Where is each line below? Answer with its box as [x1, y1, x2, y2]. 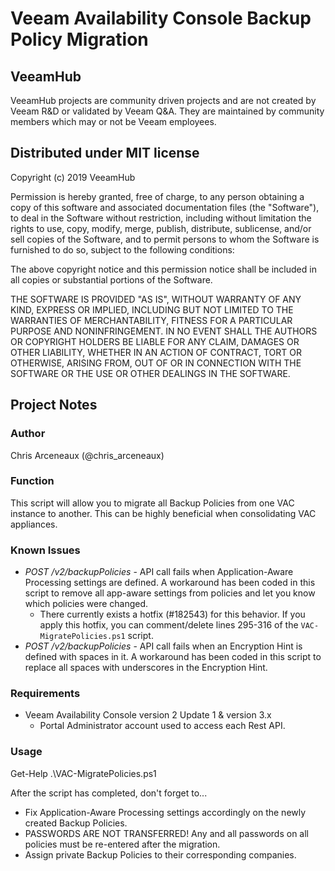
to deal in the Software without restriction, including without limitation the [10, 212, 312, 224]
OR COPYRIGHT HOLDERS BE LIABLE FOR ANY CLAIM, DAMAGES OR [10, 335, 300, 347]
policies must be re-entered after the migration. [24, 838, 221, 850]
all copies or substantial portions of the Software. [10, 273, 213, 286]
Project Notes [10, 397, 98, 414]
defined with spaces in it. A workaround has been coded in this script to [24, 651, 322, 663]
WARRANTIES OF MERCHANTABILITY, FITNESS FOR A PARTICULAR [10, 314, 293, 326]
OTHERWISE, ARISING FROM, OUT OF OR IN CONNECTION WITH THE [10, 357, 302, 369]
